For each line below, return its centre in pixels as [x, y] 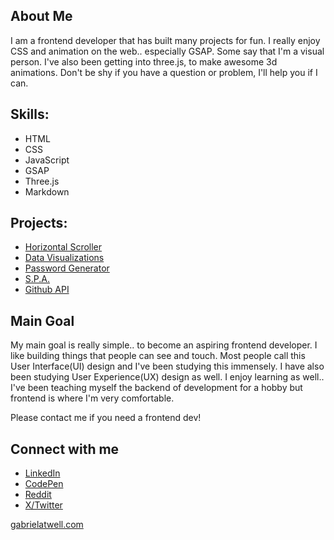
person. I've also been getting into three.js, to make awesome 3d [144, 61]
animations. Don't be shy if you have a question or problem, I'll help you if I [164, 72]
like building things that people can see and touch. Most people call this [158, 356]
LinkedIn [42, 473]
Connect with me [65, 449]
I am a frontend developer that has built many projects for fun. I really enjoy [165, 40]
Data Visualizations [64, 258]
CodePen [44, 484]
